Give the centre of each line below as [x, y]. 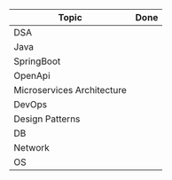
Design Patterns [47, 119]
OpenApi [32, 76]
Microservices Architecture [70, 90]
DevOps [31, 104]
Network [32, 148]
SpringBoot [37, 61]
